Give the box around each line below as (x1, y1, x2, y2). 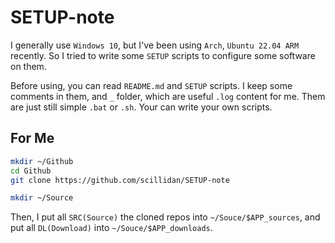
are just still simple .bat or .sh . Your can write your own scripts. (10, 101, 273, 113)
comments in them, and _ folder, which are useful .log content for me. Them (10, 90, 326, 102)
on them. (10, 60, 47, 72)
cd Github (10, 166, 52, 176)
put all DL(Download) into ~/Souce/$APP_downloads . (10, 222, 213, 234)
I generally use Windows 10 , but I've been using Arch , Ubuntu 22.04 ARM (10, 39, 300, 51)
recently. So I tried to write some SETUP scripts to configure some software (10, 49, 316, 61)
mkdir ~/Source (10, 193, 74, 203)
